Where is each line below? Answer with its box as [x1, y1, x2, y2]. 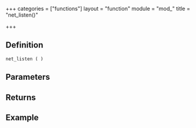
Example [5, 113, 39, 123]
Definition [5, 40, 43, 50]
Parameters [5, 72, 50, 82]
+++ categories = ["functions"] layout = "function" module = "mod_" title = [5, 5, 191, 12]
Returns [5, 92, 37, 102]
